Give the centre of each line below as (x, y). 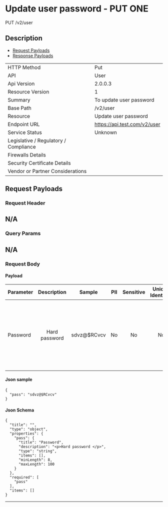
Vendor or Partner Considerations (47, 171)
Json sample (19, 379)
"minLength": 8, (35, 460)
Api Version (21, 83)
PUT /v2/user (19, 22)
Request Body (22, 264)
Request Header (25, 203)
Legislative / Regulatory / (37, 140)
